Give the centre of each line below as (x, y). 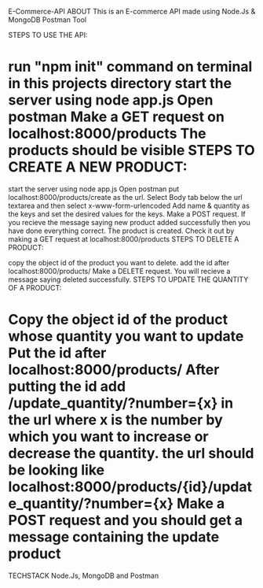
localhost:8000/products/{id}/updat (130, 487)
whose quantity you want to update (126, 337)
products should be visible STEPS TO (131, 151)
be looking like (56, 470)
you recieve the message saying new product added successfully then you (130, 222)
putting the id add (67, 387)
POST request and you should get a (126, 521)
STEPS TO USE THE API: (48, 35)
